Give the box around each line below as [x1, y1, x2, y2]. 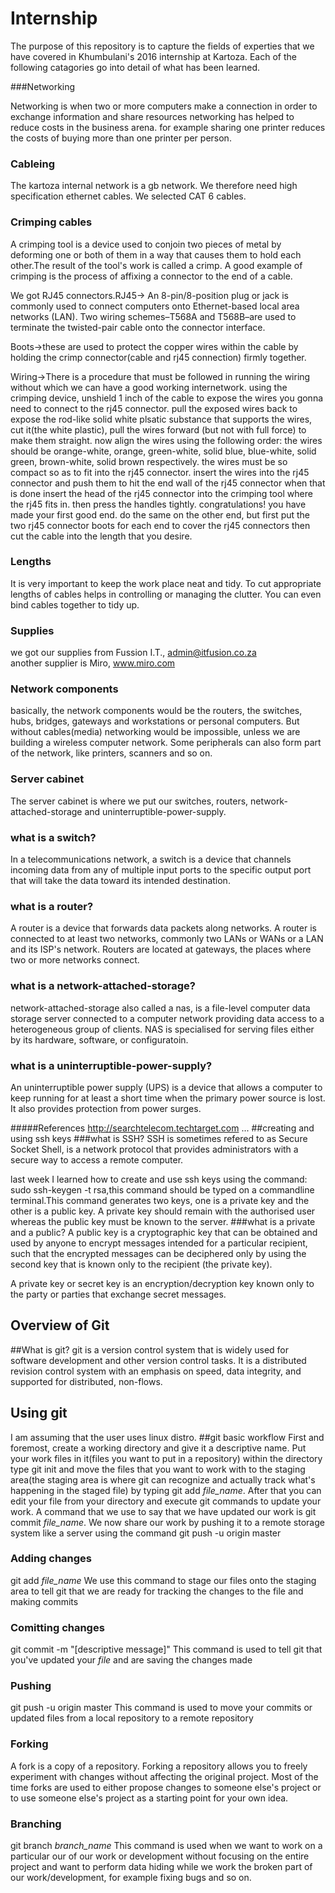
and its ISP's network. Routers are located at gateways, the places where [10, 943, 312, 956]
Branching [10, 1817, 62, 1831]
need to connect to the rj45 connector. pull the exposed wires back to [10, 402, 298, 414]
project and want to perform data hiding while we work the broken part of [10, 1861, 313, 1873]
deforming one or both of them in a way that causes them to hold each [10, 248, 302, 261]
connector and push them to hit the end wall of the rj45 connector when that [10, 477, 326, 489]
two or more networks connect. [10, 954, 140, 966]
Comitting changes [10, 1620, 105, 1634]
